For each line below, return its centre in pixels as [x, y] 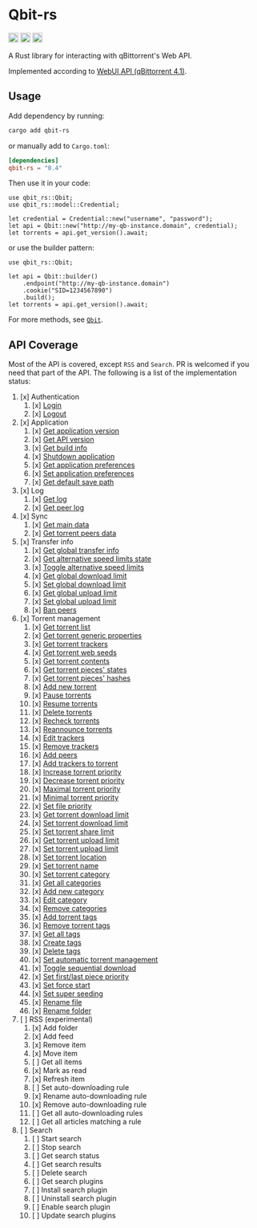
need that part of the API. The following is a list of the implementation [123, 373]
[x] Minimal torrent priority [75, 798]
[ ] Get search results [66, 1165]
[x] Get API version [63, 440]
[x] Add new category [68, 892]
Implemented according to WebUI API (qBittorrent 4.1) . [98, 71]
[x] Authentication [50, 397]
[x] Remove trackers [65, 746]
